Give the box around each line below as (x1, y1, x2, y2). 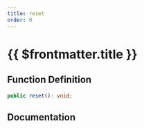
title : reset (7, 10, 45, 17)
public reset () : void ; (7, 92, 73, 99)
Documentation (7, 111, 76, 123)
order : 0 (7, 17, 33, 24)
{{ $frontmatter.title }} (7, 46, 138, 62)
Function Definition (7, 74, 92, 86)
